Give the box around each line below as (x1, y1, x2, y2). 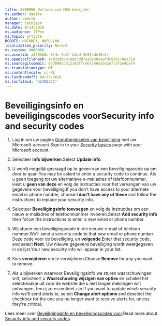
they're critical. (12, 301, 42, 307)
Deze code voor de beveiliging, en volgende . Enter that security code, (12, 236, 151, 242)
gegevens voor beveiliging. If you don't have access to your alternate (12, 186, 149, 192)
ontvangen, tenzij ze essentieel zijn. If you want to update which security (12, 285, 156, 291)
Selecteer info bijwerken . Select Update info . (12, 156, 102, 162)
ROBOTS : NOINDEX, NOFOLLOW (5, 39, 59, 44)
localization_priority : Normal (5, 43, 68, 48)
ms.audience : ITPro (5, 30, 44, 34)
